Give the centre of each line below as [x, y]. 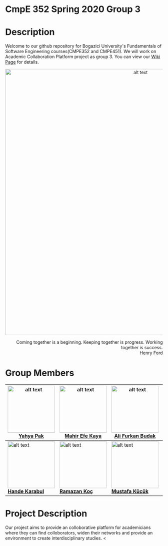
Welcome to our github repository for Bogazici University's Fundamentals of [83, 46]
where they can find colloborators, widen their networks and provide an [79, 533]
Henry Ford [151, 353]
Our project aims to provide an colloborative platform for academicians [78, 527]
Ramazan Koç [76, 491]
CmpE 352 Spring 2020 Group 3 [73, 9]
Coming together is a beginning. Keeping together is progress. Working [89, 342]
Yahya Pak [31, 436]
